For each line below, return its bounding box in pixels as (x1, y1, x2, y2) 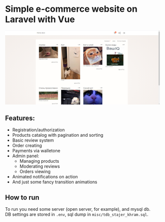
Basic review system (12, 137, 54, 143)
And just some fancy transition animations (12, 179, 97, 185)
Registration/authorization (12, 127, 65, 133)
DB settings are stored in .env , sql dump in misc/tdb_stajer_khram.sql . (5, 212, 149, 218)
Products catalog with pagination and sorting (12, 132, 104, 138)
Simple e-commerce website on (5, 3, 137, 15)
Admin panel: (12, 153, 39, 159)
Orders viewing (19, 169, 51, 174)
